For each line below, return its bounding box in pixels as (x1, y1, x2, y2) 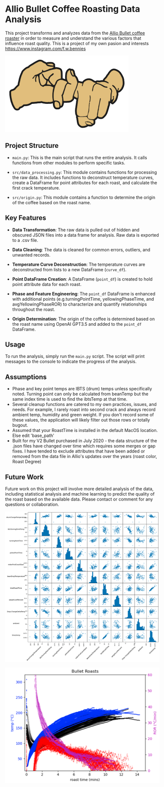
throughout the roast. (12, 306, 55, 312)
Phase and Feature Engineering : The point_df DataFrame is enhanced (12, 290, 156, 297)
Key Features (5, 214, 47, 222)
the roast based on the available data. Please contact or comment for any (5, 496, 153, 502)
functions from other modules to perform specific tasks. (12, 160, 126, 166)
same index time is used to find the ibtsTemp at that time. (12, 396, 128, 402)
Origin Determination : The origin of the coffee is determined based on (12, 316, 155, 322)
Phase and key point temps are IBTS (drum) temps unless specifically (12, 386, 152, 392)
